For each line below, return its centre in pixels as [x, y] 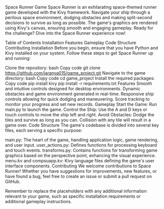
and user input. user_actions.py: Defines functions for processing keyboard [81, 145]
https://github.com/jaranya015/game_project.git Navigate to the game [75, 73]
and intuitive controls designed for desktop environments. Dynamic [73, 89]
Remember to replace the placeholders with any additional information [76, 191]
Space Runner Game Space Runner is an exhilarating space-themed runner [81, 7]
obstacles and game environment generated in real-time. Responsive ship [80, 94]
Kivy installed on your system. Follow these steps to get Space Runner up [79, 53]
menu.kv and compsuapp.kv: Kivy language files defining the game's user [80, 161]
